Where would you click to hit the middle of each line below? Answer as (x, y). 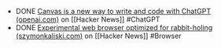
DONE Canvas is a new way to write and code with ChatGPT (113, 11)
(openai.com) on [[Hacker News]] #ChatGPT (88, 19)
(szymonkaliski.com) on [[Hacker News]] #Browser (99, 36)
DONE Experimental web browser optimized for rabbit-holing (114, 27)
